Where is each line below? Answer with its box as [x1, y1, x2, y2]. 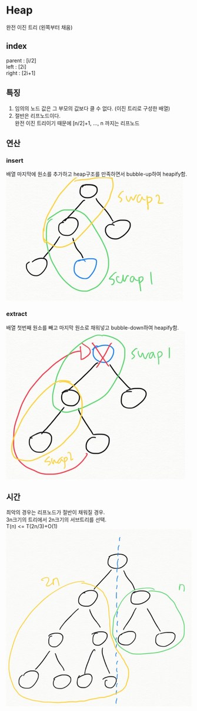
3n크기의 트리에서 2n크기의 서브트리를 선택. [6, 516, 107, 524]
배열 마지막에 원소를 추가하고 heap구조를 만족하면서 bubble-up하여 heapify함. [6, 170, 188, 177]
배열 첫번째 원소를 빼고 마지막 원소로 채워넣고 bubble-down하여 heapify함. [6, 324, 179, 331]
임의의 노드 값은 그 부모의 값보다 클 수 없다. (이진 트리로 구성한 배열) [14, 104, 171, 112]
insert [6, 156, 24, 164]
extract [6, 310, 28, 318]
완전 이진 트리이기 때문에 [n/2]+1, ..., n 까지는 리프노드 [14, 119, 140, 127]
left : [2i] [6, 63, 26, 70]
